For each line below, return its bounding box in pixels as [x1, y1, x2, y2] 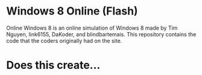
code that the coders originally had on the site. [6, 37, 122, 44]
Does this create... [6, 59, 101, 72]
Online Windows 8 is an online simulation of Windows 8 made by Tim [6, 24, 178, 31]
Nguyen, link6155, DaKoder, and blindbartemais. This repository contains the [6, 30, 197, 37]
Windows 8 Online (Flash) [6, 4, 138, 18]
